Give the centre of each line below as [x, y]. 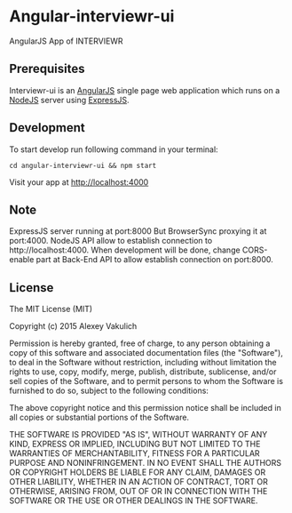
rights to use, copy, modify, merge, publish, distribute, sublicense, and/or [143, 372]
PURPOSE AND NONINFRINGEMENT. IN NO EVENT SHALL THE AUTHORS [146, 463]
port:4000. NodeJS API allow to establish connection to [111, 241]
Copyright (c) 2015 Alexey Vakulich [73, 326]
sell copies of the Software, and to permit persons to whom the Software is [146, 381]
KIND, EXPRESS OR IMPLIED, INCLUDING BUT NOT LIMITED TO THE [135, 444]
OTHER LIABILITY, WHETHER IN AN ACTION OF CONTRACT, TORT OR [138, 482]
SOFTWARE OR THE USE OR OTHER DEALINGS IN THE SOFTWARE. [134, 501]
